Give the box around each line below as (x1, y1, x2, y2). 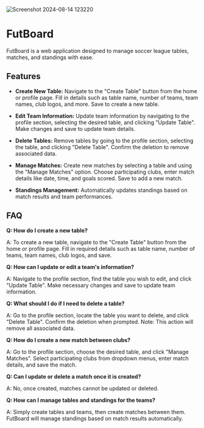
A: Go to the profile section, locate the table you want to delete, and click (6, 311, 189, 319)
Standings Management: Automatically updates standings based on (15, 186, 188, 194)
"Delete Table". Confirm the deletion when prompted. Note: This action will (6, 318, 194, 325)
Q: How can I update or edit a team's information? (6, 263, 135, 270)
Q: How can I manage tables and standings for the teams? (6, 396, 156, 404)
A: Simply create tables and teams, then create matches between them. (6, 408, 186, 415)
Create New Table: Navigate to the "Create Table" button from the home (15, 87, 198, 94)
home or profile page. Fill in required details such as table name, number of (6, 245, 195, 252)
